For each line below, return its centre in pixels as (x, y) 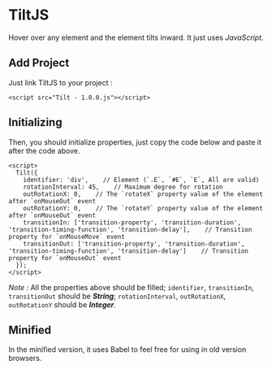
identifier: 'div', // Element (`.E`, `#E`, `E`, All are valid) (141, 180)
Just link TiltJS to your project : (60, 82)
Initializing (35, 122)
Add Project (39, 63)
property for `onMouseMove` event (67, 237)
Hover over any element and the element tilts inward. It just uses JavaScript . (136, 37)
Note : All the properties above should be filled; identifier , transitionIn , (131, 287)
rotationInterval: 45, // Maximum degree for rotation (123, 187)
